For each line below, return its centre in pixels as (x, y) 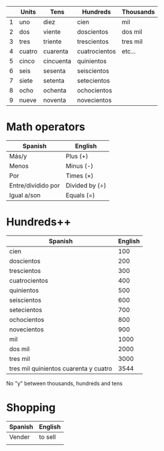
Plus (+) (77, 156)
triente (52, 41)
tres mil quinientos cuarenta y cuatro (61, 368)
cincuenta (57, 61)
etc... (129, 51)
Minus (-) (80, 166)
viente (52, 32)
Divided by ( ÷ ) (86, 185)
